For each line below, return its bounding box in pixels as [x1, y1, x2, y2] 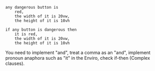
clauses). [5, 60, 25, 66]
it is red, [14, 32, 38, 37]
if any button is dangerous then [5, 27, 77, 32]
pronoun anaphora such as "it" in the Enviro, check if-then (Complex [5, 55, 150, 61]
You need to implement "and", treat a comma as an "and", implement [5, 50, 151, 56]
